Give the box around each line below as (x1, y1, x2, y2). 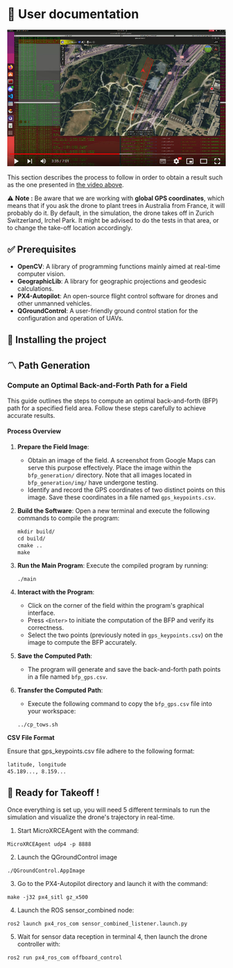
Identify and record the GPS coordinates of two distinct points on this (27, 486, 225, 494)
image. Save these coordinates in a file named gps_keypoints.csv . (27, 493, 216, 501)
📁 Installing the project (7, 334, 107, 346)
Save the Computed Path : (17, 652, 92, 660)
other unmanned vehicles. (17, 299, 92, 307)
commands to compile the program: (17, 514, 120, 522)
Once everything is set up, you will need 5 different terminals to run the (7, 805, 210, 814)
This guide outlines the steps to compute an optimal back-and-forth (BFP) (7, 396, 218, 405)
